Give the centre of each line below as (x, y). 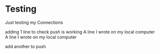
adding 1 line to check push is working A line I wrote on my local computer (80, 32)
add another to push (26, 46)
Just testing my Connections (34, 22)
